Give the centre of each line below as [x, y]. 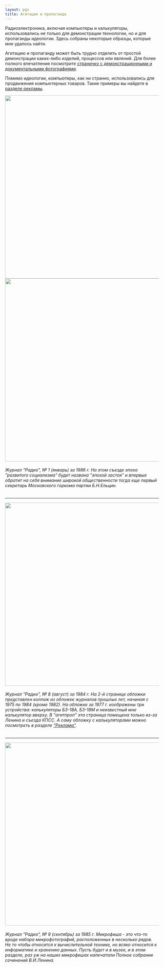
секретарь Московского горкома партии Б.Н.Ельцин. [61, 486]
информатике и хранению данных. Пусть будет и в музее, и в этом [75, 949]
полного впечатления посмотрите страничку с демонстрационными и [79, 63]
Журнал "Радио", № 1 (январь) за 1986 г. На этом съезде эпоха [72, 470]
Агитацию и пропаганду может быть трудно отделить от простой [73, 53]
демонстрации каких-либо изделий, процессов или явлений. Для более [81, 58]
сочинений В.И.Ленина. [30, 960]
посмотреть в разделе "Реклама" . [41, 725]
